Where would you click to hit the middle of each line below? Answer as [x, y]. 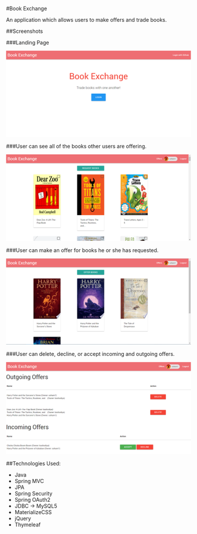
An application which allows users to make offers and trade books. [86, 20]
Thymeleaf [28, 525]
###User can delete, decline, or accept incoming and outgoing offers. [90, 354]
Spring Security [33, 493]
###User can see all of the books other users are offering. [76, 147]
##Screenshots [25, 31]
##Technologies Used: [33, 463]
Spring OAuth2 [33, 499]
